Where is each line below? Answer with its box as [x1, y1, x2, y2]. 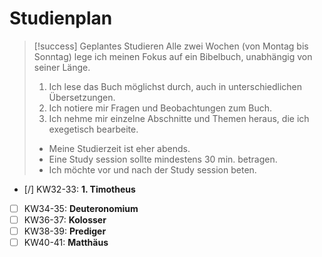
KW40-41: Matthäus [23, 237, 109, 249]
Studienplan [9, 7, 113, 30]
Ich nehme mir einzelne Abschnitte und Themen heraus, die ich [48, 112, 310, 124]
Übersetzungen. [48, 91, 116, 103]
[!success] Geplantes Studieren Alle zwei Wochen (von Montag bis [33, 40, 309, 52]
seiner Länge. [33, 61, 91, 73]
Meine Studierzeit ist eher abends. [48, 142, 191, 154]
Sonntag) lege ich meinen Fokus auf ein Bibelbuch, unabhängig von [33, 50, 313, 62]
